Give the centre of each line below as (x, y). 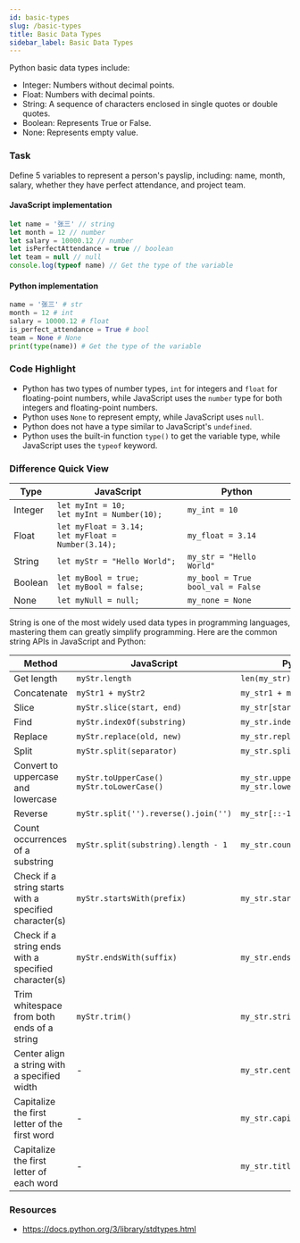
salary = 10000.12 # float (59, 321)
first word (34, 1135)
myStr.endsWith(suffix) (127, 958)
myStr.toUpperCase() (120, 778)
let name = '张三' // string (62, 224)
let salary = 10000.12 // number (71, 241)
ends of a (33, 1028)
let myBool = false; (100, 587)
